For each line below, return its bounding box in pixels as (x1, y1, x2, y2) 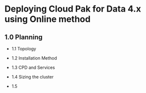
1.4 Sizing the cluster (11, 74, 54, 79)
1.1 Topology (11, 46, 36, 51)
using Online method (4, 14, 91, 25)
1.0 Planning (4, 33, 43, 41)
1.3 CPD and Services (11, 64, 55, 70)
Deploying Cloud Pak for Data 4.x (4, 3, 142, 15)
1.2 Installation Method (11, 55, 57, 61)
